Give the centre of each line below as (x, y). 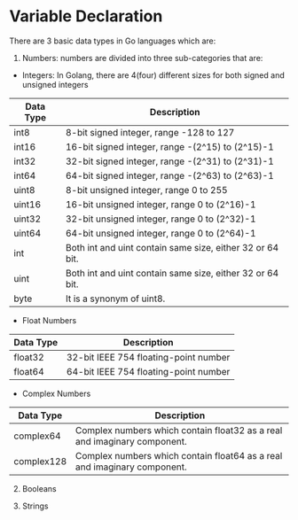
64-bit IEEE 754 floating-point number (148, 371)
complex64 (37, 436)
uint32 (27, 219)
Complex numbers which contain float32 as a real (179, 430)
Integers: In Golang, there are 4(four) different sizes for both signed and (153, 75)
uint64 (27, 233)
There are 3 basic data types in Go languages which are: (113, 41)
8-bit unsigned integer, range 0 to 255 (146, 190)
